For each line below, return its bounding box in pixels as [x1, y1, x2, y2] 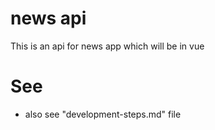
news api [10, 7, 87, 30]
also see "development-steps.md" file [24, 108, 182, 120]
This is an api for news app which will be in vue [10, 40, 205, 52]
